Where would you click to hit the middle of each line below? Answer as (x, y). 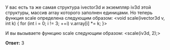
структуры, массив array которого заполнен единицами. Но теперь (79, 13)
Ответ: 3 (15, 43)
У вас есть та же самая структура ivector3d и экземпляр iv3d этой (78, 7)
